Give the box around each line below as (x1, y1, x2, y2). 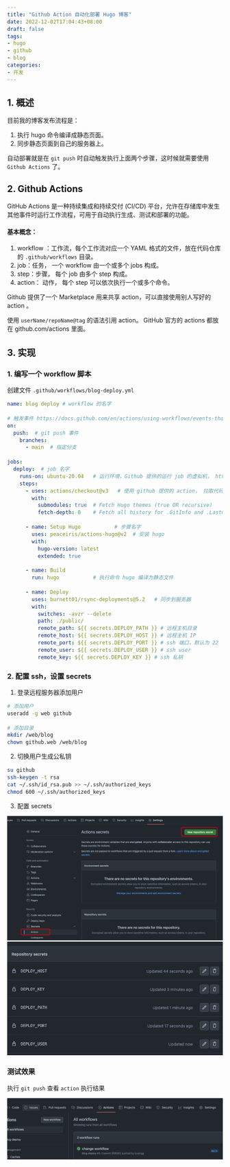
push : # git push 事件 (13, 429, 79, 436)
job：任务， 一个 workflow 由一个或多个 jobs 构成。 (16, 261, 163, 270)
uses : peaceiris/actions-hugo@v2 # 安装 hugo (31, 530, 165, 538)
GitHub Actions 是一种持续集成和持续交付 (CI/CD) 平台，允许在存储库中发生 (7, 202, 220, 211)
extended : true (37, 552, 81, 559)
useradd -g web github (7, 710, 72, 717)
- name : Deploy (25, 589, 69, 596)
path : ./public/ (37, 617, 84, 624)
